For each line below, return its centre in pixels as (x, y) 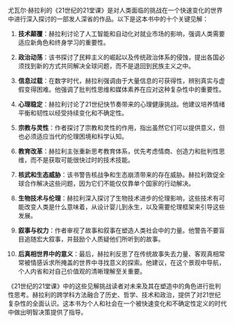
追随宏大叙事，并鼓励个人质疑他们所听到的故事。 (94, 239)
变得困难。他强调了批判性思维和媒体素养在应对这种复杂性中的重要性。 (124, 89)
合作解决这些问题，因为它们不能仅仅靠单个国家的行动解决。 (109, 183)
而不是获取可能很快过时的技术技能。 (82, 160)
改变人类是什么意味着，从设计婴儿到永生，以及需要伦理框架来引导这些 (124, 207)
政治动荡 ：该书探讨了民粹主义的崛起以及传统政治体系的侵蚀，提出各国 (118, 57)
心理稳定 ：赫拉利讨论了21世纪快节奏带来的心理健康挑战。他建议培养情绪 (122, 104)
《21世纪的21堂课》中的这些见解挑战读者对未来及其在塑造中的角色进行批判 (115, 286)
